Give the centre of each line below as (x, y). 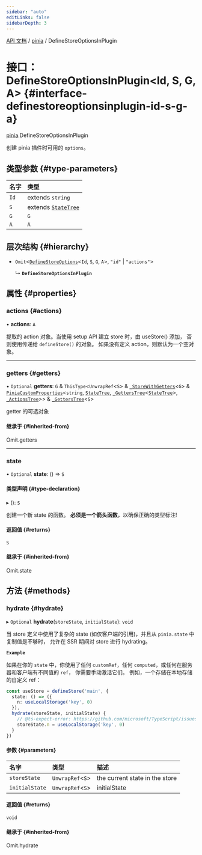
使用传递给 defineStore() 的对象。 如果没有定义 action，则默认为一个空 (100, 344)
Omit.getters (22, 440)
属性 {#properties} (41, 294)
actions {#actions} (34, 311)
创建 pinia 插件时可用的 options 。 (47, 148)
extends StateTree (54, 207)
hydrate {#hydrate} (35, 609)
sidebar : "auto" (26, 12)
